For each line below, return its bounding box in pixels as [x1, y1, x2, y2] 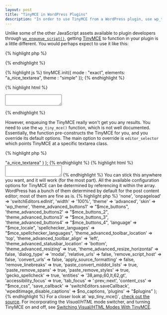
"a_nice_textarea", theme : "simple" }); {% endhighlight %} [5, 75, 125, 81]
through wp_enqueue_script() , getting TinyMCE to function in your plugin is [5, 35, 159, 41]
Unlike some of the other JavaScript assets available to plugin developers [5, 30, 156, 36]
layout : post [5, 7, 32, 12]
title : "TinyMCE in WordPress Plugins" [5, 12, 88, 17]
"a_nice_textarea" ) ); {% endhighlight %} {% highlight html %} [5, 160, 133, 166]
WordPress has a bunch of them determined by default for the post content [5, 188, 160, 194]
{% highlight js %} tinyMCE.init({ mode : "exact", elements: [5, 70, 125, 76]
